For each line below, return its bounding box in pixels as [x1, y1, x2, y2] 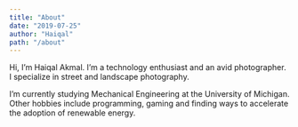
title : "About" [9, 12, 66, 22]
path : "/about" [9, 37, 66, 47]
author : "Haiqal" [9, 29, 74, 38]
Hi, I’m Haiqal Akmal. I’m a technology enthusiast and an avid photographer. [9, 62, 286, 73]
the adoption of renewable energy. [9, 107, 136, 118]
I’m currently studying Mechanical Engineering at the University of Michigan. [9, 89, 290, 99]
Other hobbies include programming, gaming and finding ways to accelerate [9, 99, 289, 109]
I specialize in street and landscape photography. [9, 72, 189, 83]
